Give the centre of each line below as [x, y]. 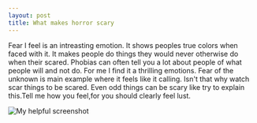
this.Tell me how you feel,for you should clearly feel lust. [100, 95]
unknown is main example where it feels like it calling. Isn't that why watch [129, 79]
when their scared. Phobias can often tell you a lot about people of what [125, 62]
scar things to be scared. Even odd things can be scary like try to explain [127, 87]
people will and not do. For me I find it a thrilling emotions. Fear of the [121, 70]
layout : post [30, 15]
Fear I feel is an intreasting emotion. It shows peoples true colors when [123, 45]
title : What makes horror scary [61, 23]
